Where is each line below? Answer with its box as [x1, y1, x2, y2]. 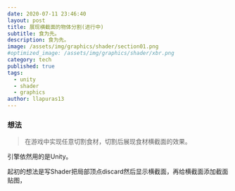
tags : [7, 69, 23, 76]
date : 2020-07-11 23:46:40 [7, 10, 87, 18]
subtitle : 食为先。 [7, 30, 61, 37]
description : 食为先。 [7, 37, 70, 44]
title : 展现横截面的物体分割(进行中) [7, 23, 104, 30]
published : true [7, 63, 55, 70]
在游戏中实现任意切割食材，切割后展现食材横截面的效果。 [24, 137, 191, 146]
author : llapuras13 [7, 96, 65, 103]
